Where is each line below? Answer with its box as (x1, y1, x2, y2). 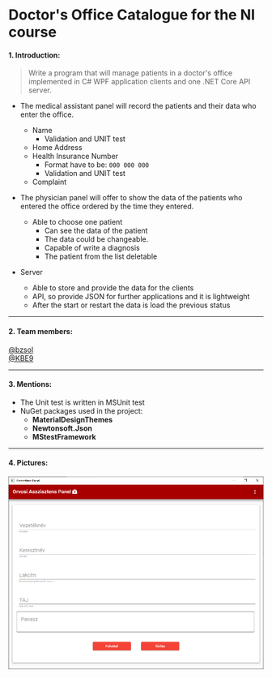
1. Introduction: (8, 50, 61, 60)
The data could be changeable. (44, 234, 149, 244)
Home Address (32, 143, 83, 152)
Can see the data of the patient (44, 225, 148, 236)
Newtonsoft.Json (32, 423, 93, 433)
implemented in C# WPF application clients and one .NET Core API (28, 77, 251, 87)
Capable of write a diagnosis (44, 243, 140, 253)
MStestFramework (32, 431, 96, 441)
